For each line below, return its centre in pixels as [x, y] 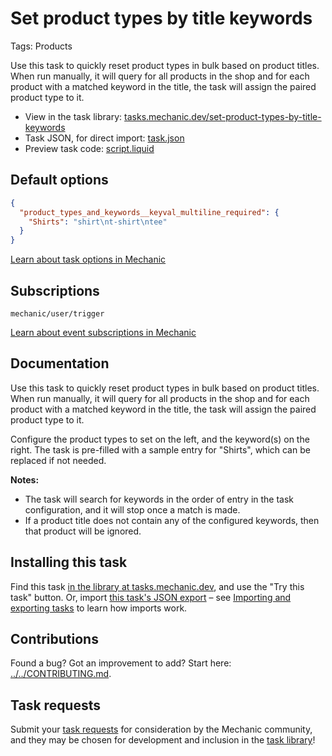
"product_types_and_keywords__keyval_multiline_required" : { [149, 212]
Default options [59, 180]
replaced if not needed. [58, 460]
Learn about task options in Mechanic [88, 259]
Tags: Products [41, 46]
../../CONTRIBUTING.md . [61, 674]
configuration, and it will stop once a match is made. [132, 509]
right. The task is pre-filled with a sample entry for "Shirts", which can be [160, 449]
